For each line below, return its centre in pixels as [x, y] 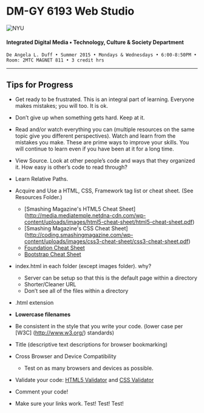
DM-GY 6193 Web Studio [70, 11]
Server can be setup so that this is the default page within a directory [110, 278]
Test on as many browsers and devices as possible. [89, 368]
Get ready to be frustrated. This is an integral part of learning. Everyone [104, 99]
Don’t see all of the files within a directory [76, 291]
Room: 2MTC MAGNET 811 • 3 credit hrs [55, 60]
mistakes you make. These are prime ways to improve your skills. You [102, 142]
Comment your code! [42, 392]
